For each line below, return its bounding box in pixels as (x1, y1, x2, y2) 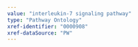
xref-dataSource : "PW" (7, 29, 73, 37)
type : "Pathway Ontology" (7, 17, 82, 23)
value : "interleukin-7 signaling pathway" (7, 10, 132, 17)
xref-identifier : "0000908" (7, 23, 89, 30)
